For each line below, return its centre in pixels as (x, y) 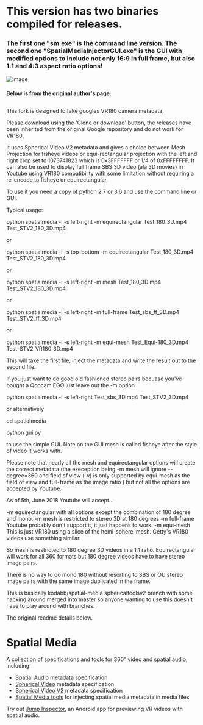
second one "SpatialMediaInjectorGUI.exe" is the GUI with (94, 51)
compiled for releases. (65, 24)
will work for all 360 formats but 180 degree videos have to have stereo (96, 557)
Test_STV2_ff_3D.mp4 (34, 319)
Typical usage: (25, 210)
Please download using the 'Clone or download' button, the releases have (99, 123)
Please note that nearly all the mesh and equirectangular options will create (101, 463)
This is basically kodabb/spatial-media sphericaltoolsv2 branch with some (100, 593)
